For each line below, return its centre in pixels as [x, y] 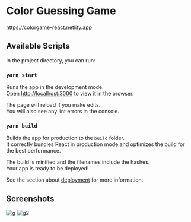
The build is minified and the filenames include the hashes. [78, 162]
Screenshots [30, 199]
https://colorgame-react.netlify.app [49, 27]
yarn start [22, 75]
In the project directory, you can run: [51, 60]
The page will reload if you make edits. [53, 105]
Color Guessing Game [61, 11]
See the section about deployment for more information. [75, 180]
